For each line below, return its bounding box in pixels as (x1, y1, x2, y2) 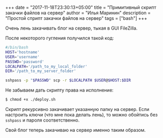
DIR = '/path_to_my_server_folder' (5, 68, 76, 74)
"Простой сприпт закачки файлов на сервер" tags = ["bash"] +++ (5, 15, 148, 21)
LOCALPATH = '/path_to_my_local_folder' (5, 64, 88, 69)
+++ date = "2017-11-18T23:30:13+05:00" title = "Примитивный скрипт (5, 5, 156, 10)
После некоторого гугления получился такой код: (5, 35, 114, 41)
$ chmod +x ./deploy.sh (5, 97, 56, 102)
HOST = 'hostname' (5, 50, 40, 55)
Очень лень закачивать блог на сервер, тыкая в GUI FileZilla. (5, 25, 138, 31)
